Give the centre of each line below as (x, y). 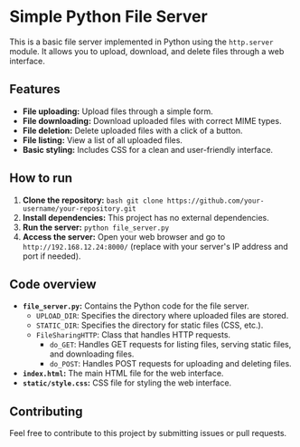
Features (35, 89)
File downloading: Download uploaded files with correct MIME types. (152, 120)
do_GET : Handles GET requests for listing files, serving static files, (170, 345)
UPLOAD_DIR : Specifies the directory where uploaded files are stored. (162, 316)
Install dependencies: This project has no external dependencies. (145, 217)
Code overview (53, 284)
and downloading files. (92, 354)
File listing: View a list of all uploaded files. (103, 140)
